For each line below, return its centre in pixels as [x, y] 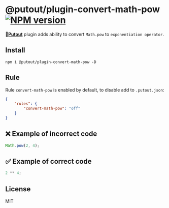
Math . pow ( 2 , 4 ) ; [22, 145]
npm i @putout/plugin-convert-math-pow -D [51, 62]
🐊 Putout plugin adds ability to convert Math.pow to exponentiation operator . [85, 34]
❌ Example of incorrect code [51, 134]
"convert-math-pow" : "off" [52, 109]
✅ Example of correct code [49, 161]
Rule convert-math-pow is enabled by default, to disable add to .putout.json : [85, 90]
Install [15, 50]
